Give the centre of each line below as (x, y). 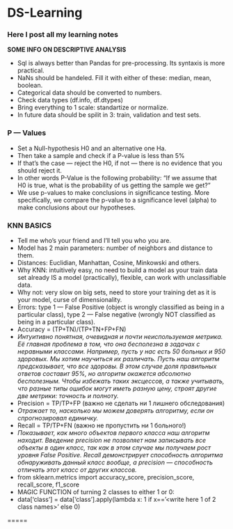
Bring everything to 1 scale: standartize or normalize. (93, 108)
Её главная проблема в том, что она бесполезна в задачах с (109, 344)
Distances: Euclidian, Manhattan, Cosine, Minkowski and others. (109, 263)
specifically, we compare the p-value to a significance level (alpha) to (117, 200)
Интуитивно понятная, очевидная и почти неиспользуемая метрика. (120, 337)
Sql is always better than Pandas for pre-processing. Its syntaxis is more (121, 63)
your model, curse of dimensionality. (70, 300)
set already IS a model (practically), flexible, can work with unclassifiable (122, 278)
